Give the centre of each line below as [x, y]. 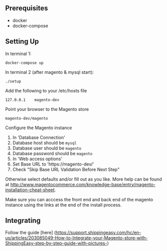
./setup [13, 81]
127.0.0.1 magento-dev [32, 100]
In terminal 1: [18, 53]
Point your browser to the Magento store [47, 109]
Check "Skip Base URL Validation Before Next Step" [66, 169]
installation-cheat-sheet [30, 190]
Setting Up [22, 41]
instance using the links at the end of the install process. [63, 205]
